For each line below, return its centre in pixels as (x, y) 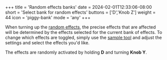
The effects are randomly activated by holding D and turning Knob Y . (76, 52)
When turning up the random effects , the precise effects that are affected (81, 27)
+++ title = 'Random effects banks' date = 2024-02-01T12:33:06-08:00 (79, 7)
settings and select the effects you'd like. (47, 43)
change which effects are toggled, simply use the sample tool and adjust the (83, 37)
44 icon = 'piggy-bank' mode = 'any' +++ (48, 17)
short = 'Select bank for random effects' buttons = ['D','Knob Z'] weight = (81, 12)
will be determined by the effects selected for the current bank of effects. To (84, 32)
